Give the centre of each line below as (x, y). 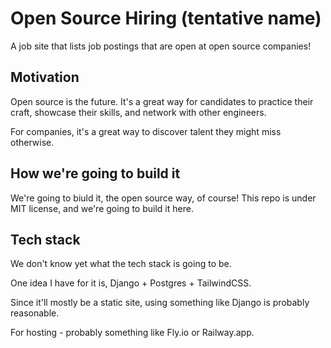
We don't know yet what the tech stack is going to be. (121, 264)
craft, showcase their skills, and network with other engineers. (138, 112)
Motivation (45, 77)
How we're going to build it (95, 173)
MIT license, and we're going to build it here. (102, 208)
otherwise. (32, 142)
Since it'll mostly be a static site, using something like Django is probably (160, 303)
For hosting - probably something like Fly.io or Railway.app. (132, 333)
